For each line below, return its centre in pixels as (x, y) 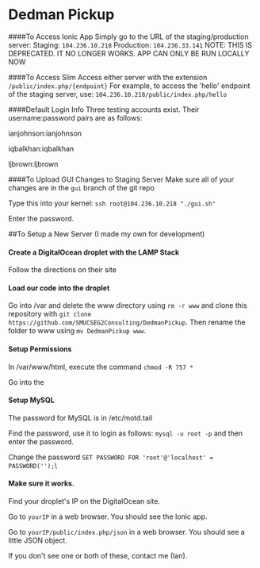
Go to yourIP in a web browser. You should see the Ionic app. (108, 516)
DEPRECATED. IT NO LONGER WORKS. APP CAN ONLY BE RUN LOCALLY (129, 53)
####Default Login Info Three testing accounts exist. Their (104, 109)
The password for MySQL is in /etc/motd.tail (80, 417)
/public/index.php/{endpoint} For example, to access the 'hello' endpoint (129, 86)
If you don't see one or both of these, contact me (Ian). (98, 555)
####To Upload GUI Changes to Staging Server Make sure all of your (121, 179)
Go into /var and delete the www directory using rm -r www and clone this (128, 305)
